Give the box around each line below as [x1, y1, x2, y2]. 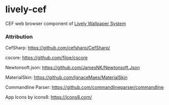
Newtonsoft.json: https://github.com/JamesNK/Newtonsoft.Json [5, 65, 140, 71]
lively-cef [5, 4, 47, 15]
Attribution [5, 33, 33, 40]
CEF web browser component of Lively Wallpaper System [5, 20, 126, 27]
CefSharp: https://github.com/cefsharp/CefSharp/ [5, 45, 110, 51]
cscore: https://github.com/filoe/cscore [5, 55, 88, 61]
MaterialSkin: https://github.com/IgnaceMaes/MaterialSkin [5, 74, 128, 81]
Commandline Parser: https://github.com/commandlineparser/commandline [5, 84, 164, 90]
